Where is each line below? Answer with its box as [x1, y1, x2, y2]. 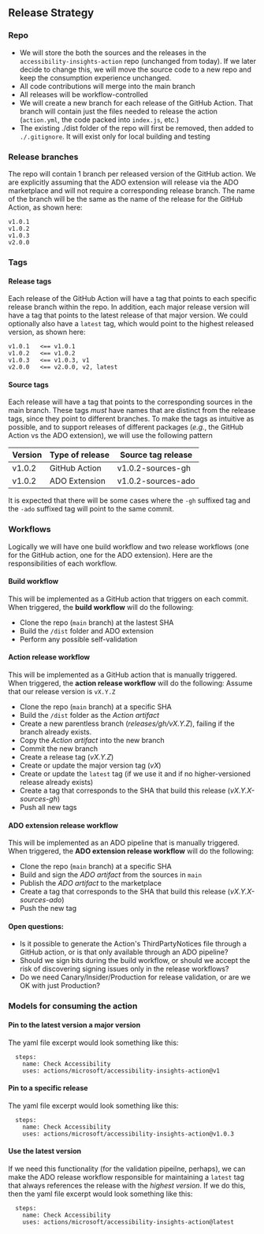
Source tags [8, 380, 49, 389]
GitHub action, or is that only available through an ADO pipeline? [19, 947, 229, 957]
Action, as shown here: [8, 203, 83, 212]
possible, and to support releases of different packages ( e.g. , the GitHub [8, 422, 244, 432]
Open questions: [8, 921, 65, 931]
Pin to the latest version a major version [8, 1020, 141, 1029]
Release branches [8, 151, 79, 162]
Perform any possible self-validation [19, 634, 138, 644]
